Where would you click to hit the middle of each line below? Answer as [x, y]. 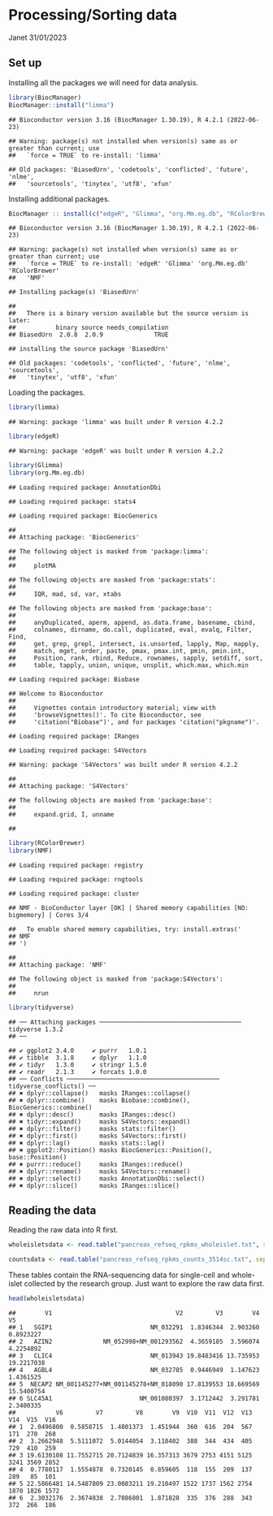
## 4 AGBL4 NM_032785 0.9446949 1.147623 [134, 1370]
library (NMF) [30, 851]
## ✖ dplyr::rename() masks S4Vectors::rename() [100, 1172]
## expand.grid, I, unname [61, 814]
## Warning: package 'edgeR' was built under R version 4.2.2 [116, 451]
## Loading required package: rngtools [76, 879]
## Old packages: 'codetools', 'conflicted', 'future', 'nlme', [119, 363]
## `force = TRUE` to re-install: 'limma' [85, 155]
